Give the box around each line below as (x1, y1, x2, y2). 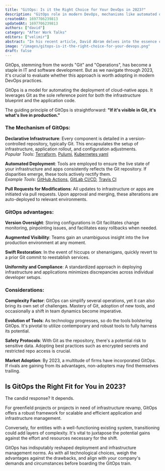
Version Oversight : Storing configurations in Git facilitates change (5, 220, 139, 226)
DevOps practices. (5, 77, 43, 83)
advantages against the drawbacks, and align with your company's (5, 455, 141, 461)
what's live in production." (5, 112, 60, 118)
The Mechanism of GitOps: (5, 124, 71, 131)
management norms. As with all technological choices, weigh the (5, 450, 137, 456)
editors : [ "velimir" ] (5, 35, 50, 40)
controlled (5, 140, 26, 146)
